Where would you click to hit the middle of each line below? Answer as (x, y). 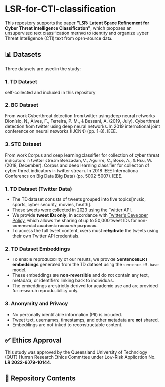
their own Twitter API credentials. (46, 236)
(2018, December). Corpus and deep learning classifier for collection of (77, 165)
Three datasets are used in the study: (43, 69)
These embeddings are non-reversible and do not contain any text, (81, 275)
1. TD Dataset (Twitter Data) (39, 189)
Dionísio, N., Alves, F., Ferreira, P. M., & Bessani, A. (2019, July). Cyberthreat (82, 121)
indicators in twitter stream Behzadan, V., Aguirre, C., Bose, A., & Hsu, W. (79, 160)
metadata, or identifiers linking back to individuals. (63, 280)
